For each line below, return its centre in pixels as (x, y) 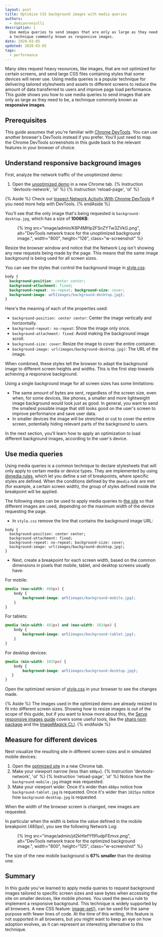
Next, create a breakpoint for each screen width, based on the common (84, 560)
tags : (10, 50)
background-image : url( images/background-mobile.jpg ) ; (79, 598)
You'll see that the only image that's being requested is (60, 213)
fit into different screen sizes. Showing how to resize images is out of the (78, 709)
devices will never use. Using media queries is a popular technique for (75, 79)
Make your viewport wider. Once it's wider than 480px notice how (77, 787)
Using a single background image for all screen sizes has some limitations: (80, 384)
